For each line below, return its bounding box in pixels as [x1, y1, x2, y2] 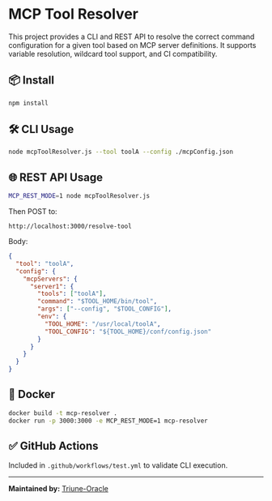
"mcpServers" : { [23, 275, 79, 283]
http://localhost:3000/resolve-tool [8, 222, 132, 230]
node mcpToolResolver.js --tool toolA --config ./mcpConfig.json [8, 148, 233, 156]
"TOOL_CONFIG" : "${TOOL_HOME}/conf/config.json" [44, 328, 212, 336]
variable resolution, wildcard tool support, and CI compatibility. [8, 49, 218, 58]
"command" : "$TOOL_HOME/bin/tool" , [37, 298, 158, 306]
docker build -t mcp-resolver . [8, 409, 117, 417]
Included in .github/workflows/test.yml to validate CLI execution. [8, 460, 228, 470]
